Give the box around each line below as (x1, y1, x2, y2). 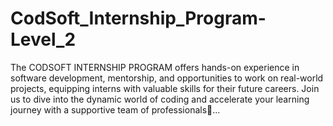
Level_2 (10, 28, 77, 51)
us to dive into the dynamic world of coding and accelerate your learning (10, 93, 310, 105)
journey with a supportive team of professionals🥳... (10, 103, 221, 116)
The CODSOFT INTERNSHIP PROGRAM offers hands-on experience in (10, 61, 300, 73)
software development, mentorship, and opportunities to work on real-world (10, 72, 324, 84)
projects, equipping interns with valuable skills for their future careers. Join (10, 82, 320, 94)
